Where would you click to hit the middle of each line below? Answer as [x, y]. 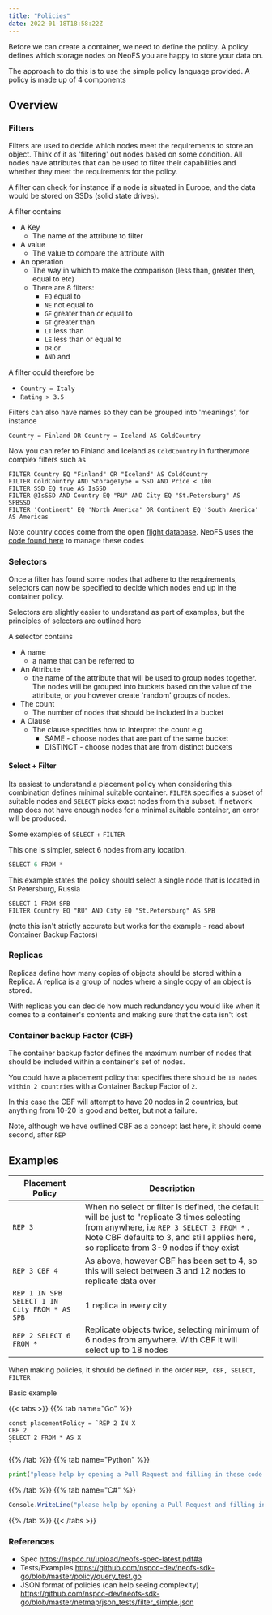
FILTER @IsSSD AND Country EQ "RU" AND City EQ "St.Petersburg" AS [125, 496]
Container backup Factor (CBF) [71, 1035]
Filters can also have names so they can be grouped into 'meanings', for [129, 412]
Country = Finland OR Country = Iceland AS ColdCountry [104, 436]
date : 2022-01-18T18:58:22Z [56, 24]
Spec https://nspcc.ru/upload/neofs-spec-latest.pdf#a [111, 1559]
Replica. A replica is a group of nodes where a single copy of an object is [130, 981]
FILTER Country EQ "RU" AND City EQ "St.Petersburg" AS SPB [112, 911]
